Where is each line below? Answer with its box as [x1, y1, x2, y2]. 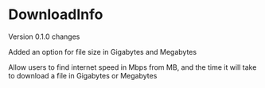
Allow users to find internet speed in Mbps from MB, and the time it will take [8, 62, 257, 72]
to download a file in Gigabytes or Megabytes [8, 71, 158, 80]
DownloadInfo [8, 6, 103, 24]
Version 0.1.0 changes [8, 32, 80, 41]
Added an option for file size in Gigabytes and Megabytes [8, 47, 197, 56]
